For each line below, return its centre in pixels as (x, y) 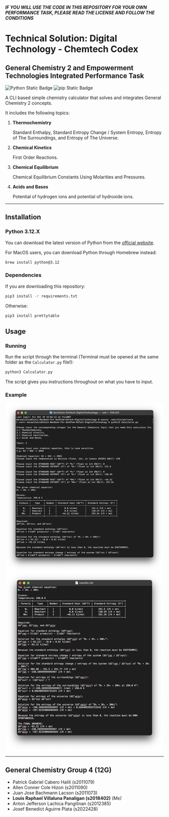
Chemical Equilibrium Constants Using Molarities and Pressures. (79, 177)
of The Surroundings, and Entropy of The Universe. (66, 138)
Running (16, 346)
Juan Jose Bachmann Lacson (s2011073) (55, 793)
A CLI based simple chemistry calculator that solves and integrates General (83, 98)
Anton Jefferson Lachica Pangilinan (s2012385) (62, 804)
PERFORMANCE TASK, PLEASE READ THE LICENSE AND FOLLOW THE (80, 13)
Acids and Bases (30, 187)
